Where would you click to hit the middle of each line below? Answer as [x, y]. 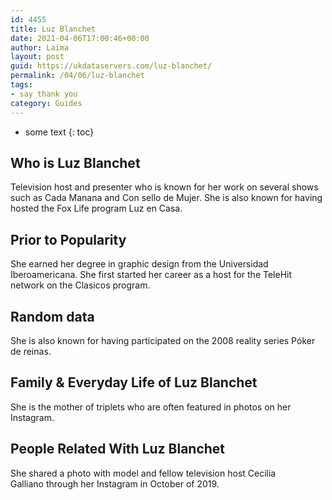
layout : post [37, 57]
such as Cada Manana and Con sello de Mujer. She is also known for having [166, 198]
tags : [21, 85]
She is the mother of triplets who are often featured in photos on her [151, 407]
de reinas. [31, 351]
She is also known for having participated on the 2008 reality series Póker [163, 340]
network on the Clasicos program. [80, 285]
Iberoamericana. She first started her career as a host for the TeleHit [151, 275]
